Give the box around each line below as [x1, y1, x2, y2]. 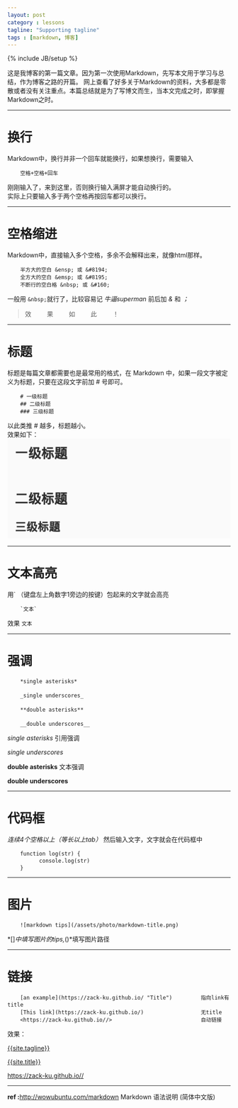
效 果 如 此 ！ [24, 310, 119, 318]
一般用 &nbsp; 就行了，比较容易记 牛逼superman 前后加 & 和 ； [7, 295, 189, 303]
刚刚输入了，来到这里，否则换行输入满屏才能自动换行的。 [7, 183, 175, 191]
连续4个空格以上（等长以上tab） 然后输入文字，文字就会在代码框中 [7, 835, 203, 844]
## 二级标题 [20, 401, 51, 408]
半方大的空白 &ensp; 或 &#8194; [20, 267, 108, 274]
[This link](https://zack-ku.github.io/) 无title [20, 1009, 222, 1016]
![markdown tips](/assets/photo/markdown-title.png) [20, 922, 179, 929]
